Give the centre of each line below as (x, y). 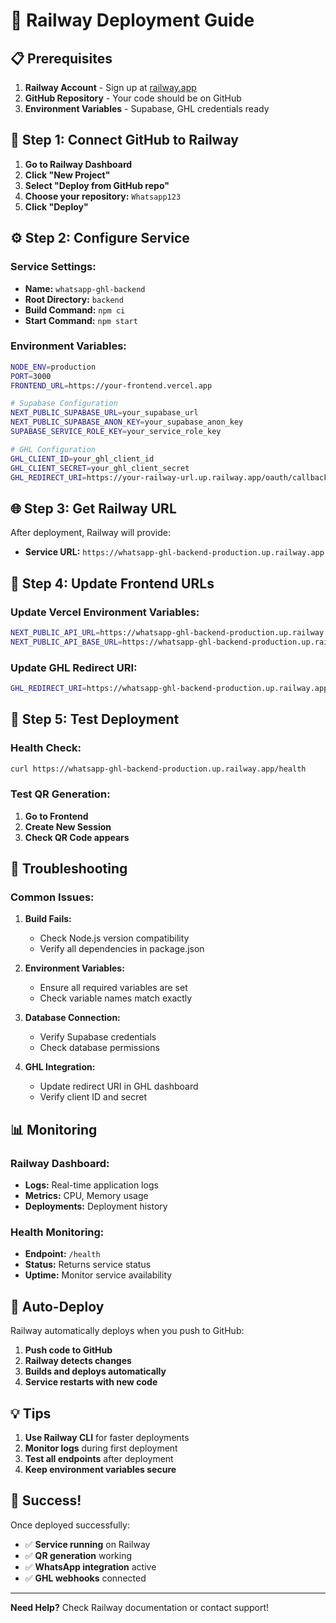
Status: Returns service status (88, 1265)
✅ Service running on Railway (87, 1544)
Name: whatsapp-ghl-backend (85, 288)
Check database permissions (99, 1048)
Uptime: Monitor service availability (98, 1275)
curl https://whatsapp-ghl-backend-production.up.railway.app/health (158, 769)
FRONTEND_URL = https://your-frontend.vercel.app (111, 385)
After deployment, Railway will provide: (90, 533)
